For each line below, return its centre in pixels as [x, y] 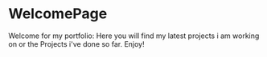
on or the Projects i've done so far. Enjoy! [76, 44]
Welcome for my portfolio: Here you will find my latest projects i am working [134, 36]
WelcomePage [58, 14]
